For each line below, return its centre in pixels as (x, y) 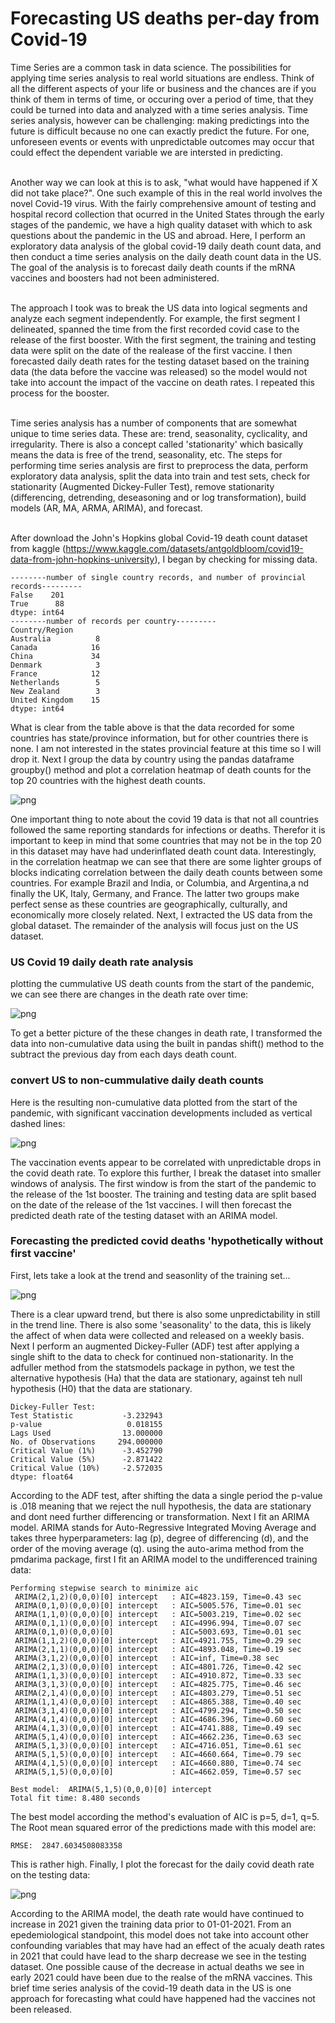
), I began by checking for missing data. (236, 559)
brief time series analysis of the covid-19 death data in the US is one (151, 1988)
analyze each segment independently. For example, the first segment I (155, 318)
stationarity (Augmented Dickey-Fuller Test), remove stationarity (142, 486)
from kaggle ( (38, 548)
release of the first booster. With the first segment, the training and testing (163, 339)
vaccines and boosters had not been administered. (115, 278)
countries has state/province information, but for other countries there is (159, 738)
